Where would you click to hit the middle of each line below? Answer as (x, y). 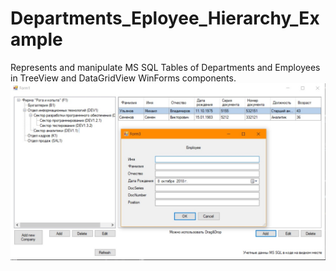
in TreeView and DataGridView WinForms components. (123, 78)
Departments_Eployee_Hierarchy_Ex (165, 18)
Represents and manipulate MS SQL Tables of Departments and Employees (165, 67)
